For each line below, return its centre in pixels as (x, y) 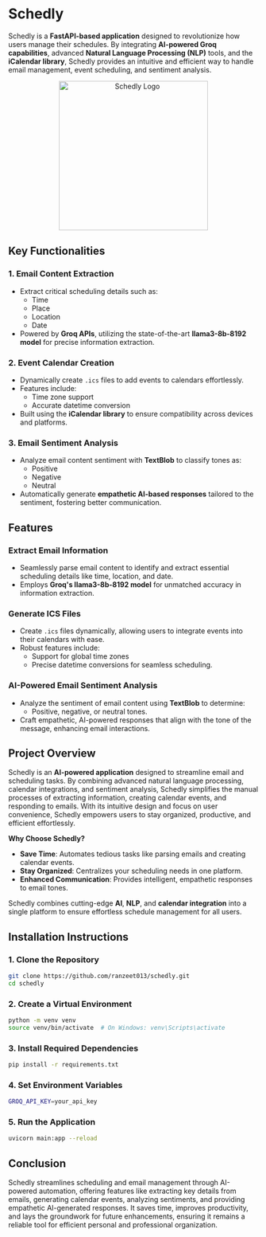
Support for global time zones (80, 656)
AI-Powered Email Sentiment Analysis (83, 686)
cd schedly (26, 983)
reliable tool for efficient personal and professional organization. (113, 1225)
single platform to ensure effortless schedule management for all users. (125, 912)
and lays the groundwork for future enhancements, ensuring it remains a (127, 1216)
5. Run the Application (52, 1122)
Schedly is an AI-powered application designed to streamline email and (126, 773)
